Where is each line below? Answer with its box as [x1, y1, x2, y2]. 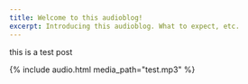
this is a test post [9, 46, 73, 57]
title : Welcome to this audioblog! [9, 13, 143, 23]
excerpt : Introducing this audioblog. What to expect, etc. [9, 22, 241, 31]
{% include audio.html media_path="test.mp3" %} [9, 64, 196, 75]
